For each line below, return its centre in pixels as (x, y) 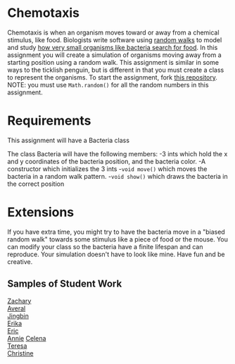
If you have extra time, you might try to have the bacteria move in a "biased (116, 232)
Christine (20, 353)
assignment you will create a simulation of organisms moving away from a (114, 55)
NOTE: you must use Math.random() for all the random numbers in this (108, 84)
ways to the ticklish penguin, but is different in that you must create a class (116, 70)
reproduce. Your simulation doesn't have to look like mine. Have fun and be (116, 254)
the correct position (36, 184)
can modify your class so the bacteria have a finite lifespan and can (105, 246)
